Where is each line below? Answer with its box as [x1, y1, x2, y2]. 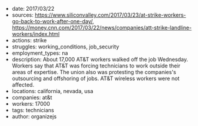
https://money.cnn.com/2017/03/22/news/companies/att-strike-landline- [11, 24, 192, 31]
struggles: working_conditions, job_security [11, 43, 120, 50]
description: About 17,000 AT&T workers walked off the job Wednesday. [11, 56, 188, 63]
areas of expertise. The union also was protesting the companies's [11, 69, 176, 75]
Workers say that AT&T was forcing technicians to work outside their [11, 62, 181, 69]
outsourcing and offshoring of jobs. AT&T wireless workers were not [11, 75, 180, 82]
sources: [11, 11, 34, 19]
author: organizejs [11, 113, 57, 120]
